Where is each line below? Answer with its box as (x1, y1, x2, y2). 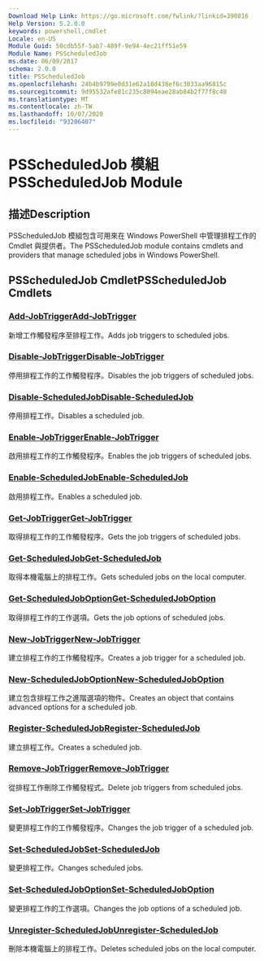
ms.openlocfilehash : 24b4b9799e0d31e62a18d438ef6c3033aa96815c (8, 80, 227, 88)
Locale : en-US (8, 34, 57, 43)
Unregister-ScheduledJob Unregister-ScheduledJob (8, 924, 219, 936)
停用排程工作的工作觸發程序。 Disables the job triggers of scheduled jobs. (8, 370, 254, 380)
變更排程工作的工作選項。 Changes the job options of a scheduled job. (8, 903, 242, 913)
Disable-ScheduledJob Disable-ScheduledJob (8, 391, 194, 403)
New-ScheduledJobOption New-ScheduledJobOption (8, 673, 225, 684)
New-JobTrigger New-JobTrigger (8, 633, 141, 644)
